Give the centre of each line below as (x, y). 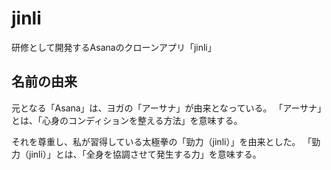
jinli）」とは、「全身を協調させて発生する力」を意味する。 (145, 154)
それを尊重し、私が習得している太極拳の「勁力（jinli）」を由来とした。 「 (162, 141)
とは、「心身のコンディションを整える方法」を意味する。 (127, 120)
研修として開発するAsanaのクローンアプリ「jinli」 (114, 47)
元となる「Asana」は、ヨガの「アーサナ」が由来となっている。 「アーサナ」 (169, 108)
